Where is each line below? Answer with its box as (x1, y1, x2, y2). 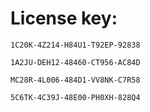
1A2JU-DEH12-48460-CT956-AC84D (10, 57, 141, 67)
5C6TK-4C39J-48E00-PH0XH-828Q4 (10, 92, 141, 102)
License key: (10, 7, 118, 30)
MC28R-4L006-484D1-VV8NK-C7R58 (10, 75, 141, 85)
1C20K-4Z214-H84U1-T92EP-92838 (10, 40, 141, 50)
